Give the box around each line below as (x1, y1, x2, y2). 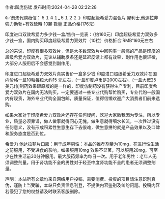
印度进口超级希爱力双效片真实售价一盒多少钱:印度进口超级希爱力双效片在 (5, 71, 153, 76)
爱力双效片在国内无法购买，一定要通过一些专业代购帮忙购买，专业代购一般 (5, 89, 156, 95)
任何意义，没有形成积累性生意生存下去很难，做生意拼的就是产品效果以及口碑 (5, 125, 160, 130)
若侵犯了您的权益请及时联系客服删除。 (5, 189, 82, 194)
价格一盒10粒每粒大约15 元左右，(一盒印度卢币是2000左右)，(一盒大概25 (9, 77, 156, 83)
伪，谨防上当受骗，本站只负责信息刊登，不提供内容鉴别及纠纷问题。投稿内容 (5, 182, 160, 188)
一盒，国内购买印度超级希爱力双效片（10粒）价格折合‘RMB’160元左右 (13, 37, 153, 43)
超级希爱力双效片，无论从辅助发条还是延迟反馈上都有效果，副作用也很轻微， (5, 54, 160, 60)
